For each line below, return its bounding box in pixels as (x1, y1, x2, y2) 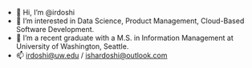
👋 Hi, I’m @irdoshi (15, 8, 75, 17)
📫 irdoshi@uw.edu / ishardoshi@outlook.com (15, 50, 168, 60)
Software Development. (15, 25, 95, 34)
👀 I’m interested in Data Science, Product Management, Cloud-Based (15, 16, 245, 26)
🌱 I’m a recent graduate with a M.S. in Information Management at (15, 33, 234, 42)
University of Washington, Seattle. (15, 42, 129, 51)
